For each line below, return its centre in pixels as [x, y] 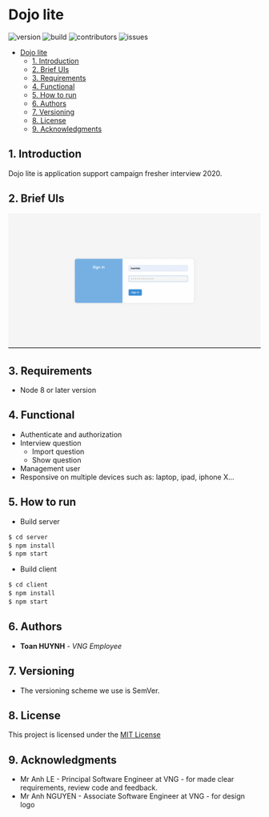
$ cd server [28, 537]
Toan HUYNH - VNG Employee [71, 646]
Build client [38, 569]
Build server [40, 521]
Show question [56, 460]
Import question [58, 451]
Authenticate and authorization [71, 435]
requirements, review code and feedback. [89, 788]
